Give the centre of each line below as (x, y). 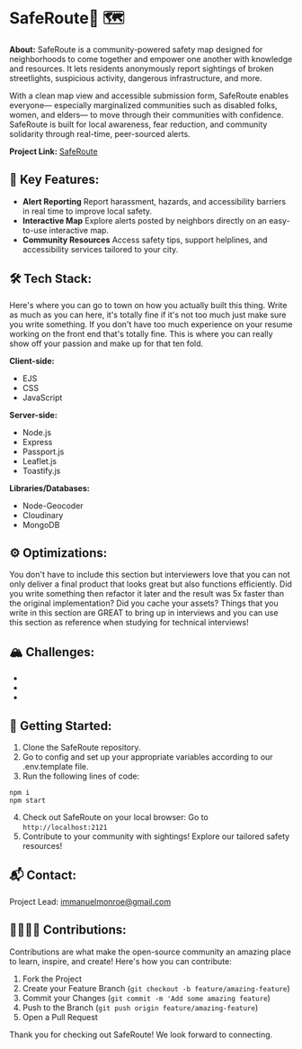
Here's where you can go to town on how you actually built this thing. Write (148, 305)
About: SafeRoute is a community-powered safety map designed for (136, 49)
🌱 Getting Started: (61, 726)
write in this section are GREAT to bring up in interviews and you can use (144, 613)
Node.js (37, 432)
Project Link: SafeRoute (53, 151)
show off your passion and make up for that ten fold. (107, 343)
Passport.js (43, 452)
